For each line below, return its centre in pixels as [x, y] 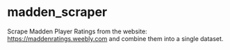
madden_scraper [57, 12]
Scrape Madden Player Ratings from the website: [77, 31]
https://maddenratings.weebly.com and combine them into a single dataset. [115, 38]
